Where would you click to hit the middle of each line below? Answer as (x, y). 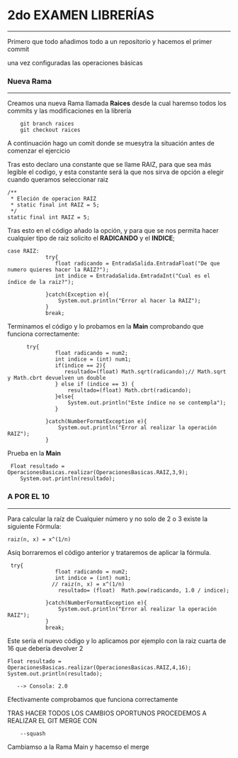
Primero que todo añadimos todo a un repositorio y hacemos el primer (110, 41)
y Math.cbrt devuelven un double (57, 378)
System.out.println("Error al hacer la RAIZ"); (129, 301)
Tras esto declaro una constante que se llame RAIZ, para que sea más (109, 165)
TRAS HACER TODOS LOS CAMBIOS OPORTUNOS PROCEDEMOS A (107, 713)
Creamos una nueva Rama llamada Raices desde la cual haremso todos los (117, 104)
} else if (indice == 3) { (95, 384)
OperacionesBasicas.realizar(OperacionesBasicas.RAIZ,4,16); (100, 667)
